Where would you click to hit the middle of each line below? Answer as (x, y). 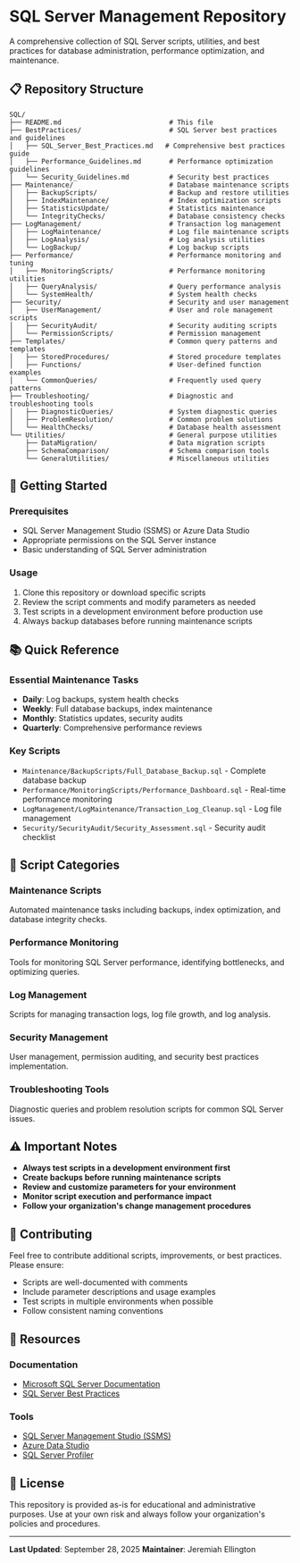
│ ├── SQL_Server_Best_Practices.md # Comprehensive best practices (147, 146)
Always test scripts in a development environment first (126, 1168)
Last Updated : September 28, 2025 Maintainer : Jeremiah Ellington (133, 1550)
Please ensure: (37, 1265)
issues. (22, 1118)
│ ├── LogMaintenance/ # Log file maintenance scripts (150, 231)
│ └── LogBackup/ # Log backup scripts (129, 248)
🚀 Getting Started (58, 486)
